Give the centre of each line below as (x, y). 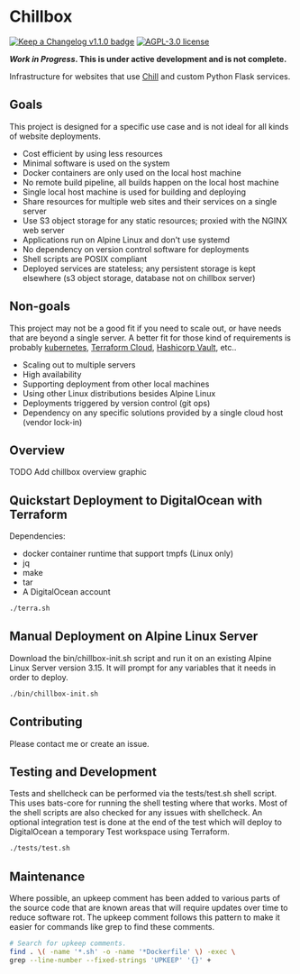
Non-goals (40, 307)
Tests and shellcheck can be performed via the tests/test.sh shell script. (143, 794)
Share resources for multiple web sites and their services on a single (150, 201)
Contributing (46, 722)
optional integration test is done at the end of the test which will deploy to (145, 823)
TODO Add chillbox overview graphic (78, 472)
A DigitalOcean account (66, 592)
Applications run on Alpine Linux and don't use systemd (126, 240)
